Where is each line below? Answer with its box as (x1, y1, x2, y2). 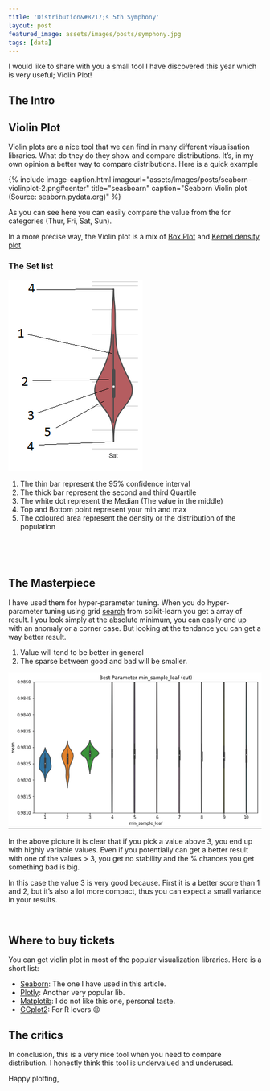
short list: (8, 964, 39, 973)
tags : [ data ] (8, 39, 52, 47)
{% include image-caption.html (8, 175, 112, 185)
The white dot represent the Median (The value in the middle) (19, 496, 223, 505)
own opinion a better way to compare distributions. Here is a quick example (8, 160, 259, 169)
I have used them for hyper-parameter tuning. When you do (8, 597, 206, 608)
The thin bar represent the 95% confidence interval (19, 479, 190, 488)
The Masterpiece (8, 576, 96, 590)
